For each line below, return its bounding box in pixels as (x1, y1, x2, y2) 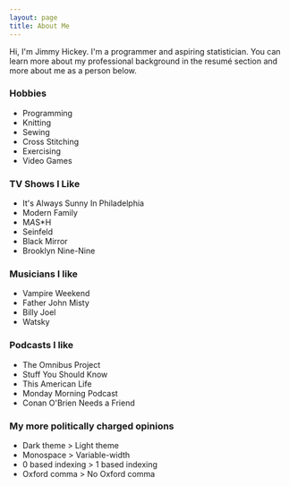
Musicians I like (9, 268, 79, 280)
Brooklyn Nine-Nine (21, 245, 96, 256)
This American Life (21, 378, 92, 389)
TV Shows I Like (9, 177, 81, 190)
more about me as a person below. (9, 64, 137, 76)
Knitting (21, 117, 52, 128)
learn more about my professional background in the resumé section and (9, 55, 278, 66)
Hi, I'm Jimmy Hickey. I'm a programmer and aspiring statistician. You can (9, 46, 281, 56)
